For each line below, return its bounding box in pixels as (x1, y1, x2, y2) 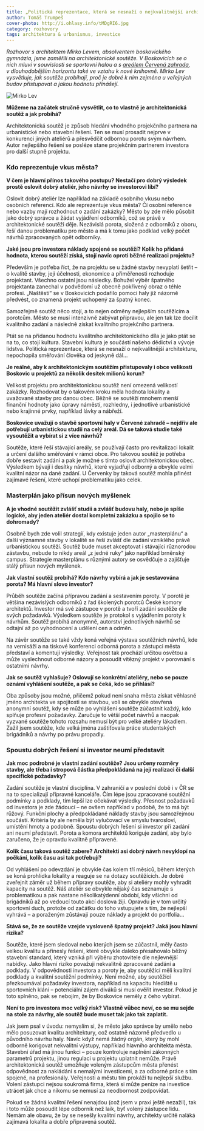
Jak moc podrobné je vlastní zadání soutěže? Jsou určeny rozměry (6, 759, 179, 767)
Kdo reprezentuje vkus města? (6, 163, 98, 172)
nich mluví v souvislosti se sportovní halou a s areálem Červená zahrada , (6, 61, 191, 69)
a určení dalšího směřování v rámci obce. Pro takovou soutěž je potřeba (6, 450, 186, 458)
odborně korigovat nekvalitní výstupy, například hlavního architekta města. (6, 1042, 192, 1049)
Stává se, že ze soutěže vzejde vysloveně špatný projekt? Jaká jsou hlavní (6, 923, 198, 930)
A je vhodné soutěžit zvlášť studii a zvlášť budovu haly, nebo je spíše (6, 505, 185, 512)
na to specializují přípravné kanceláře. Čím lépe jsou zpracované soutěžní (6, 790, 191, 798)
